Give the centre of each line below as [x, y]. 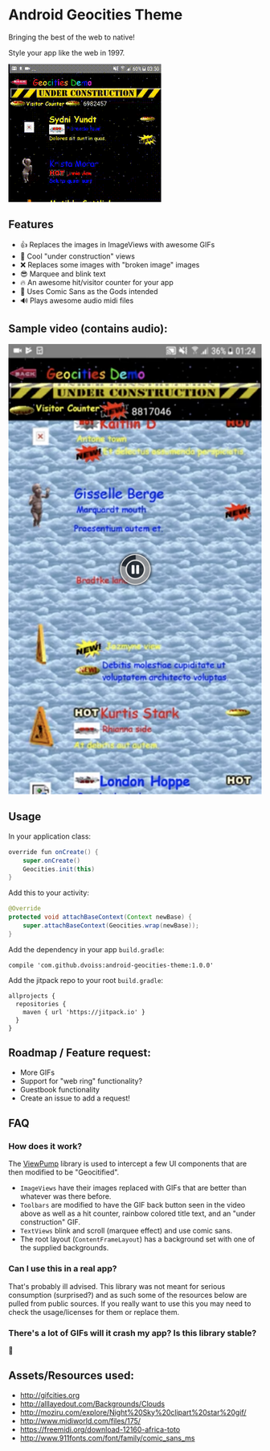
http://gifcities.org [50, 1395]
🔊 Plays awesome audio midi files [77, 301]
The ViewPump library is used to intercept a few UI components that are [128, 1164]
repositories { [41, 1004]
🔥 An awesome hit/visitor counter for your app [97, 282]
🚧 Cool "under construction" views [77, 256]
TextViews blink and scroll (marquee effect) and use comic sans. [126, 1231]
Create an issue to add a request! [75, 1098]
